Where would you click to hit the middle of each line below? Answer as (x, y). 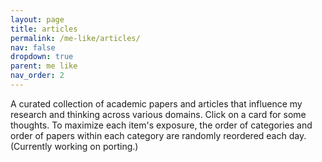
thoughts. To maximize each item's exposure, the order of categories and (161, 125)
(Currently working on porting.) (74, 146)
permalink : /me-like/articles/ (75, 38)
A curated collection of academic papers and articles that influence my (156, 103)
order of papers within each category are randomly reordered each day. (158, 135)
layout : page (37, 19)
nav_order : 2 (37, 76)
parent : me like (44, 66)
